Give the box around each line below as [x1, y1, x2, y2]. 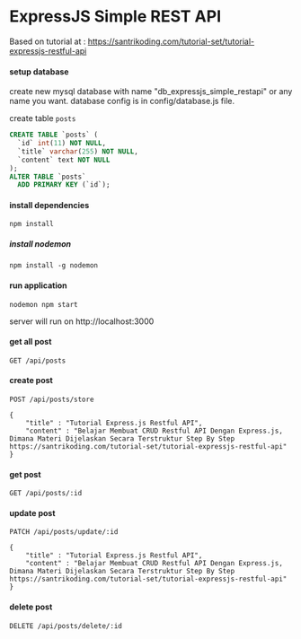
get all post [9, 337, 52, 347]
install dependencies [9, 199, 90, 210]
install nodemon [9, 239, 72, 249]
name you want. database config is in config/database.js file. [9, 96, 235, 107]
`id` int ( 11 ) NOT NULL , [17, 139, 106, 148]
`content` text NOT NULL [17, 155, 111, 164]
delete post [9, 601, 53, 612]
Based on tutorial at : [9, 36, 86, 47]
